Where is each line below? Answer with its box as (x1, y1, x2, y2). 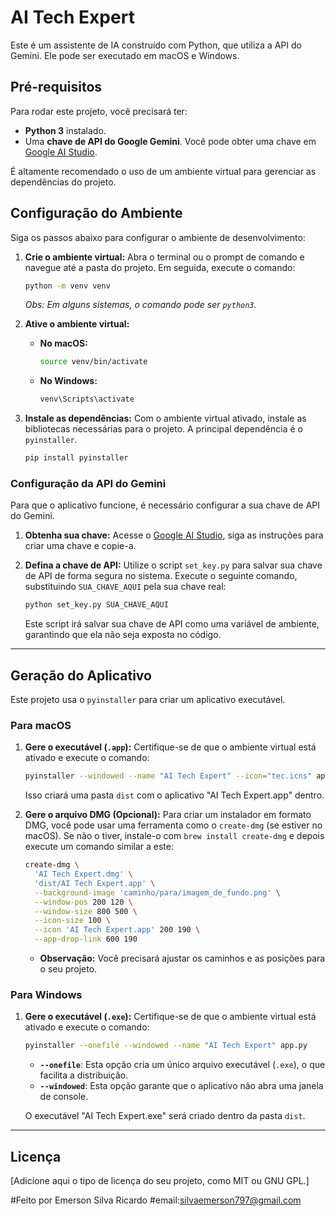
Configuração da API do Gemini (10, 476, 167, 490)
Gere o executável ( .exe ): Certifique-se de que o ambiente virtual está (24, 1011, 317, 1023)
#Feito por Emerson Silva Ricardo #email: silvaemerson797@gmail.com (10, 1194, 302, 1206)
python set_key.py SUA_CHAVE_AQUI (24, 600, 169, 610)
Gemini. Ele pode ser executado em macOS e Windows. (10, 49, 240, 61)
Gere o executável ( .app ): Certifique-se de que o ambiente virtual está (24, 741, 317, 753)
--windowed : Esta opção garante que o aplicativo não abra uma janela (39, 1080, 324, 1092)
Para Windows (10, 988, 83, 1002)
